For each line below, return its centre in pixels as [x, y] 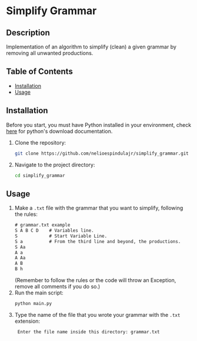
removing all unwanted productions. [50, 53]
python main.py [33, 304]
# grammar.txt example [42, 225]
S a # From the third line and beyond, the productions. [98, 241]
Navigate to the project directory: [55, 165]
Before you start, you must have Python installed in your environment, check [99, 124]
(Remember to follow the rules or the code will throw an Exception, [95, 280]
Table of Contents [40, 72]
